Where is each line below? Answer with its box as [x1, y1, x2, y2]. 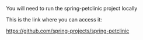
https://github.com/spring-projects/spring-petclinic [6, 27, 130, 34]
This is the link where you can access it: [6, 16, 102, 23]
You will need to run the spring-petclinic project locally [6, 5, 138, 12]
